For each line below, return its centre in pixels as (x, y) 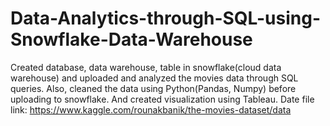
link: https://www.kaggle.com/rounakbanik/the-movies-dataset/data (151, 109)
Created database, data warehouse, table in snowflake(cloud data (146, 67)
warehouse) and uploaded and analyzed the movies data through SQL (154, 78)
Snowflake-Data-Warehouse (131, 39)
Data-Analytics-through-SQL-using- (165, 18)
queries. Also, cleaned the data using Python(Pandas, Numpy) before (153, 88)
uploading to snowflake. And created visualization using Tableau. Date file (162, 99)
